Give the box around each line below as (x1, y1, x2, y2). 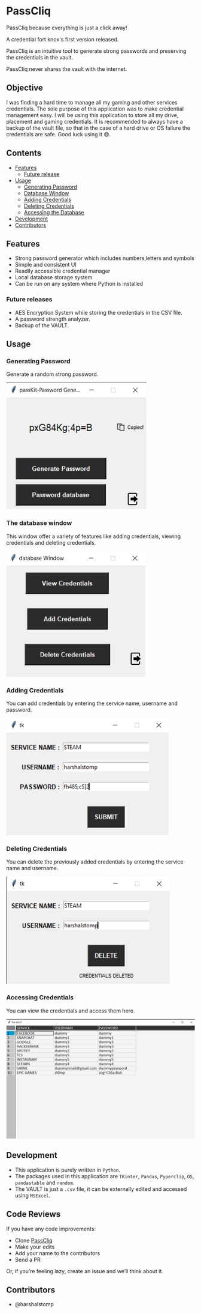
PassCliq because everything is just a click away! (6, 24, 127, 31)
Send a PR (14, 1256, 41, 1263)
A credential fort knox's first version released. (6, 35, 119, 43)
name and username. (6, 865, 59, 872)
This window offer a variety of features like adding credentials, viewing (6, 533, 181, 540)
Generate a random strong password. (6, 371, 99, 378)
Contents (6, 148, 42, 159)
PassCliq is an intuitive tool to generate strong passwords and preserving (6, 47, 187, 55)
